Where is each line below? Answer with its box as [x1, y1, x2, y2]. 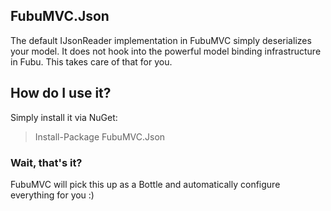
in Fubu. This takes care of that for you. [10, 55, 173, 68]
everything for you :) [10, 189, 95, 201]
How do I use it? [10, 85, 112, 102]
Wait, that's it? [10, 155, 83, 169]
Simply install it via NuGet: [10, 111, 118, 123]
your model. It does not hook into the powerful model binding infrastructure [10, 45, 322, 57]
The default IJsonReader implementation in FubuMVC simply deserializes [10, 34, 312, 46]
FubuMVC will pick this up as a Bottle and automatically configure [10, 178, 281, 190]
